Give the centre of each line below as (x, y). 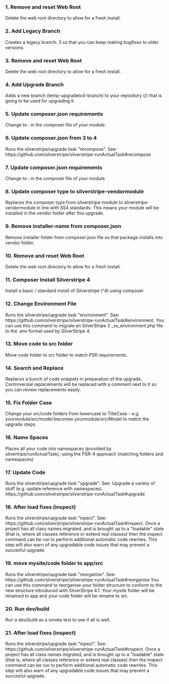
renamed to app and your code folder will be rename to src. (67, 596)
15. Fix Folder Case (29, 403)
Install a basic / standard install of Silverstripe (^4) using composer (74, 291)
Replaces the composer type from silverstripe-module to (64, 202)
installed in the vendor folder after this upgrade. (55, 213)
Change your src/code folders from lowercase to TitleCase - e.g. (72, 414)
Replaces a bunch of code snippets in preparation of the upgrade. (74, 379)
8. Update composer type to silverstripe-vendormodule (75, 191)
